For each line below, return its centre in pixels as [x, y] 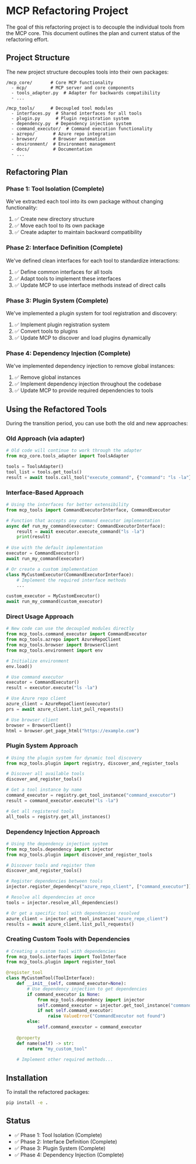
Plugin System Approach [42, 746]
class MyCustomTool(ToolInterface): [50, 978]
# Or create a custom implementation [52, 569]
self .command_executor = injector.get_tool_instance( [104, 1005]
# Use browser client [32, 720]
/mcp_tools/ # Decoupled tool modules [60, 108]
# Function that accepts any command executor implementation [83, 521]
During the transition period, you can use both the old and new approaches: [97, 423]
